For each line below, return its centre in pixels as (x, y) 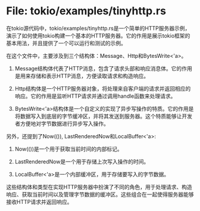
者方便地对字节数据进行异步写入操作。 (62, 123)
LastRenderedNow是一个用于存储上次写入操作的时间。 (82, 162)
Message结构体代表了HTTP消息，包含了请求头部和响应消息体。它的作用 (103, 68)
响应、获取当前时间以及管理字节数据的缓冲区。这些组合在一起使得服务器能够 (100, 194)
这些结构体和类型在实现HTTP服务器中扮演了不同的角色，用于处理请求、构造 (99, 187)
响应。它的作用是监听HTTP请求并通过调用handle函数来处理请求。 (95, 96)
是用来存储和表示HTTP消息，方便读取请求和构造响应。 (82, 76)
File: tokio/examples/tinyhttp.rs (86, 11)
